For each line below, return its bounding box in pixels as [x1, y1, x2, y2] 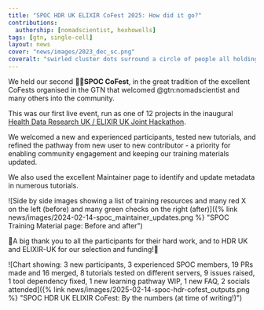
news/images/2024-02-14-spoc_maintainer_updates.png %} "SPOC [8, 213, 229, 222]
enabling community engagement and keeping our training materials [8, 148, 229, 158]
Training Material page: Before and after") [8, 221, 143, 230]
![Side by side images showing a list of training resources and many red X [8, 195, 247, 205]
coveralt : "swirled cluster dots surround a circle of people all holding [8, 56, 258, 64]
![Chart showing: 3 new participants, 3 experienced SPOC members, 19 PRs [8, 260, 254, 269]
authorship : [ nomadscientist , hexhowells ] [15, 26, 156, 34]
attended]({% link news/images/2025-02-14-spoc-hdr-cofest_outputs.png [8, 284, 250, 294]
